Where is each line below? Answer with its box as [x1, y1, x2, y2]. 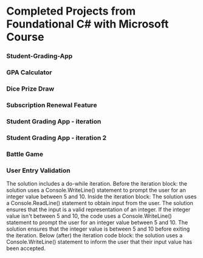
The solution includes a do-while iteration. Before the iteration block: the [6, 180, 187, 187]
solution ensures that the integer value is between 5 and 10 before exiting [6, 225, 190, 232]
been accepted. [6, 245, 46, 252]
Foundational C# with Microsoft [6, 17, 169, 31]
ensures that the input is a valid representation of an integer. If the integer [6, 206, 191, 213]
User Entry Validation [6, 166, 71, 175]
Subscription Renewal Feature [6, 100, 97, 109]
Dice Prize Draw [6, 84, 55, 92]
